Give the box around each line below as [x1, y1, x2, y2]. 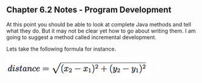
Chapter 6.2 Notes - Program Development [6, 5, 172, 15]
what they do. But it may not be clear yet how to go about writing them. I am [6, 27, 196, 34]
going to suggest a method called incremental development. [6, 33, 157, 41]
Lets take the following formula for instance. [6, 45, 116, 52]
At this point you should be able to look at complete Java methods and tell [6, 20, 191, 28]
